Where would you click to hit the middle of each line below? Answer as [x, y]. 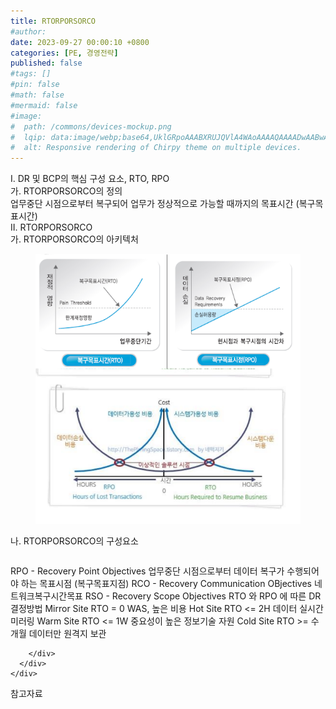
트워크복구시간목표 [46, 596]
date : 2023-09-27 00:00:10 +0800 [80, 42]
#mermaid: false [44, 105]
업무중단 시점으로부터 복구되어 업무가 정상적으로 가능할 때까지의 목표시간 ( [155, 204]
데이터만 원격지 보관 [67, 634]
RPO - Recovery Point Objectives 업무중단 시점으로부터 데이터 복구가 [147, 571]
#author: [28, 31]
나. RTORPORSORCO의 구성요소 [74, 541]
